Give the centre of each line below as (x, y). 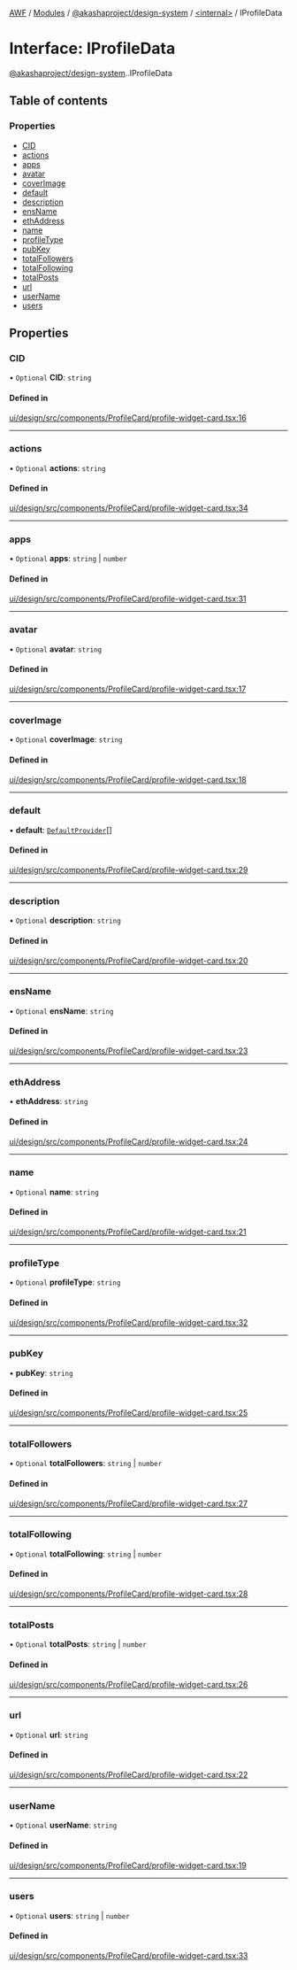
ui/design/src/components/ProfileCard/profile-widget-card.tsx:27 (129, 1503)
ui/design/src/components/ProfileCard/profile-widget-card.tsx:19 (128, 1865)
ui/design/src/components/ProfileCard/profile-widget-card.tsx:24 (129, 1141)
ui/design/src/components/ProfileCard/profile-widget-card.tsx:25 (129, 1413)
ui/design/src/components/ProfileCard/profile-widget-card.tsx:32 (129, 1322)
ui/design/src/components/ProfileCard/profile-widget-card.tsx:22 (129, 1775)
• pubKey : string (41, 1372)
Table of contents (58, 101)
